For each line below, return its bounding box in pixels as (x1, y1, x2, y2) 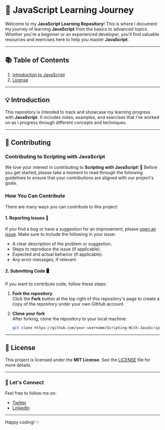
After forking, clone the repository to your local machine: (12, 315, 127, 321)
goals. (5, 180, 18, 186)
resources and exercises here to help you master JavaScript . (5, 37, 129, 42)
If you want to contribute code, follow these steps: (5, 281, 107, 287)
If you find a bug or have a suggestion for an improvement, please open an (5, 226, 156, 232)
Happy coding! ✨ (5, 419, 40, 425)
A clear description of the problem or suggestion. (12, 240, 112, 246)
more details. (5, 362, 32, 368)
